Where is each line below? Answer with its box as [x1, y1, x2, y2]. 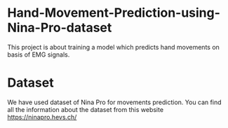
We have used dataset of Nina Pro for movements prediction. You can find [7, 98, 222, 106]
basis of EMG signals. [7, 50, 70, 59]
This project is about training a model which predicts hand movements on [7, 43, 220, 51]
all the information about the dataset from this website [7, 105, 163, 113]
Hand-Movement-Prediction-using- [7, 5, 221, 21]
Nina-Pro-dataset [7, 20, 112, 36]
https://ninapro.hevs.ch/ [7, 113, 77, 121]
